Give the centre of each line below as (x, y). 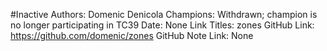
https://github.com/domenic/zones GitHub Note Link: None (132, 35)
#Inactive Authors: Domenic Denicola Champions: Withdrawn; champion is (164, 14)
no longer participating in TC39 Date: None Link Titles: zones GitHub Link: (162, 25)
